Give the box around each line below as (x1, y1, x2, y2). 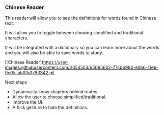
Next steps (5, 79, 27, 85)
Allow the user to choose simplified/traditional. (12, 94, 107, 100)
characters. (5, 35, 28, 41)
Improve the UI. (12, 99, 44, 105)
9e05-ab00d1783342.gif (5, 70, 55, 76)
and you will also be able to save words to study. (5, 50, 103, 56)
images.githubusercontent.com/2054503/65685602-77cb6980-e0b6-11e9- (5, 64, 159, 70)
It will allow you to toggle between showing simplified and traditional (5, 30, 143, 36)
